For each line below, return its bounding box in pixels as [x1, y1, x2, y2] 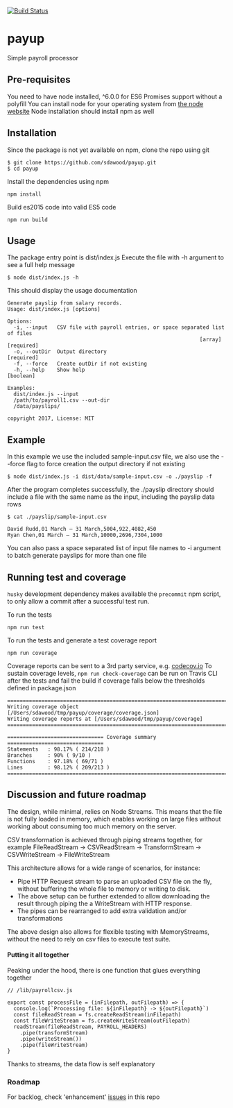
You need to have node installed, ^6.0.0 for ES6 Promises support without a [7, 92, 223, 101]
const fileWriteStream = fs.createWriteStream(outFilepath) [13, 1017, 191, 1025]
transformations [17, 914, 63, 922]
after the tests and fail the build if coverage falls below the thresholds [7, 676, 205, 685]
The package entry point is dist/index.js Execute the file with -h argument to [7, 253, 224, 262]
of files [7, 330, 33, 337]
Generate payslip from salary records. [7, 300, 123, 307]
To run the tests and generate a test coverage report [7, 636, 157, 645]
